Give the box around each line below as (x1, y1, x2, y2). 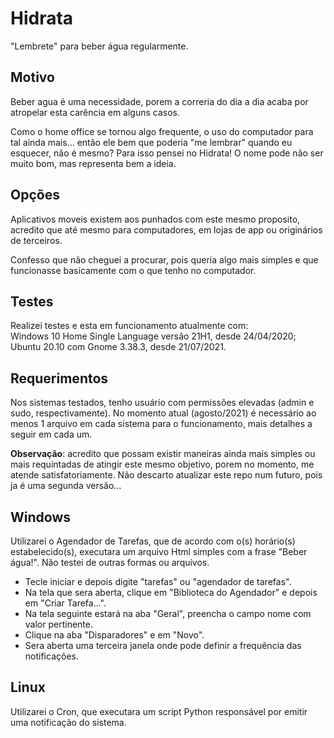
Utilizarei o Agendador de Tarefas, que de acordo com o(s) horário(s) (10, 535, 296, 547)
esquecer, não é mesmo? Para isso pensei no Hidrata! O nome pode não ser (10, 147, 324, 159)
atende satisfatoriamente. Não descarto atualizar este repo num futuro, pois (10, 469, 323, 481)
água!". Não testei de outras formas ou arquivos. (10, 557, 210, 568)
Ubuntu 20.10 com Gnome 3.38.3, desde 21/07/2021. (10, 341, 227, 353)
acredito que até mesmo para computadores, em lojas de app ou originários (10, 223, 323, 236)
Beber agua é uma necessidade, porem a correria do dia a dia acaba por (10, 95, 309, 107)
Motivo (10, 69, 55, 86)
